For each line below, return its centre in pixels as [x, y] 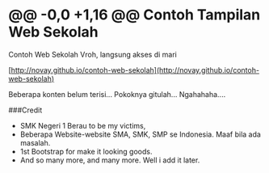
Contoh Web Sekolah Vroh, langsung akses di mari [93, 54]
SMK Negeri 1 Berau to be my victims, [83, 125]
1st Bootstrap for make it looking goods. [86, 151]
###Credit [25, 110]
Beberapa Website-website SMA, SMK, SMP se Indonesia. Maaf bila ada [140, 134]
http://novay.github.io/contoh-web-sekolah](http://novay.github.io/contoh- [135, 70]
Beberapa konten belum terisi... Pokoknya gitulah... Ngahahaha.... [117, 94]
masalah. [35, 142]
